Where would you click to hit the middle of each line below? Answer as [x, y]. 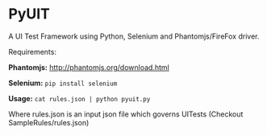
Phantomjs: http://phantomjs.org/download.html [89, 67]
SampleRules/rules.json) [49, 122]
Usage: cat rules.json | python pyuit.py [79, 98]
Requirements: [32, 51]
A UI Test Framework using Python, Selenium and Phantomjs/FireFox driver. [134, 36]
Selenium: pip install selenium [63, 83]
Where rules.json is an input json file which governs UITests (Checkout [126, 114]
